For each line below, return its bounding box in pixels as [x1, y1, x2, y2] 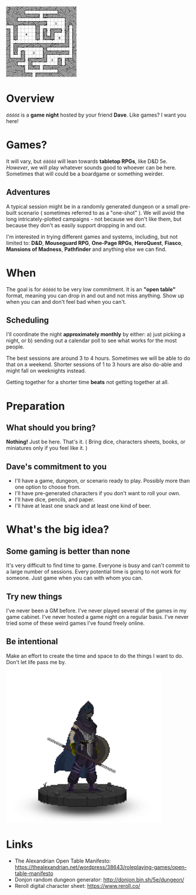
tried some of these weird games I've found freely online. [6, 619, 145, 627]
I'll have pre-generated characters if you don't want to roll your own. [14, 490, 181, 497]
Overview [6, 92, 55, 105]
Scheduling [6, 316, 49, 326]
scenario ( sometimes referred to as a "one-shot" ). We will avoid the [18, 209, 185, 216]
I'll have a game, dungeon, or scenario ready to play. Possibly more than [14, 478, 190, 485]
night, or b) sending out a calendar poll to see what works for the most [6, 337, 177, 344]
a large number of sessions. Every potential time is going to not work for [6, 568, 181, 575]
